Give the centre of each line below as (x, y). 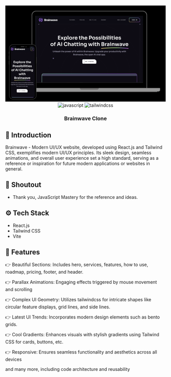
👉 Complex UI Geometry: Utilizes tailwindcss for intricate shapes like (78, 300)
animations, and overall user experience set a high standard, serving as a (82, 158)
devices (13, 359)
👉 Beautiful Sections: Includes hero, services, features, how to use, (77, 265)
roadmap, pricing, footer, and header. (45, 272)
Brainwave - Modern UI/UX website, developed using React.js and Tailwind (84, 147)
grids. (11, 325)
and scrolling (19, 289)
